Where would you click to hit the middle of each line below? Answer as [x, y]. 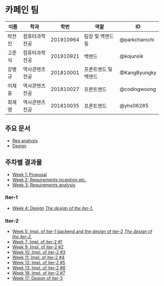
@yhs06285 [134, 106]
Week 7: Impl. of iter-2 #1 [37, 242]
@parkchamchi [137, 40]
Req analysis [25, 140]
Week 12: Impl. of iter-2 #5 [39, 263]
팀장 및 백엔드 [99, 36]
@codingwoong [138, 89]
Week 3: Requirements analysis [44, 185]
